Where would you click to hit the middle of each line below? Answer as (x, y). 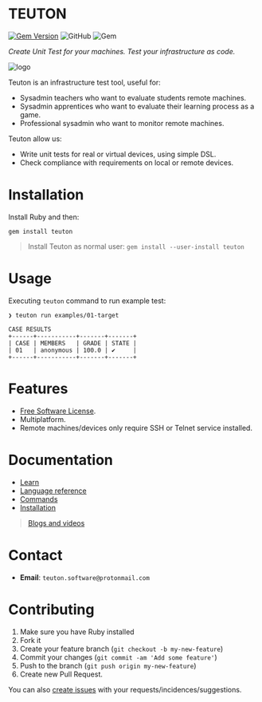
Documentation (61, 460)
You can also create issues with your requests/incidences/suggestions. (125, 689)
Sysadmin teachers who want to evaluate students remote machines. (133, 97)
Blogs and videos (56, 523)
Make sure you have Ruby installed (77, 632)
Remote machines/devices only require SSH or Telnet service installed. (136, 428)
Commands (39, 499)
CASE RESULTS (30, 329)
